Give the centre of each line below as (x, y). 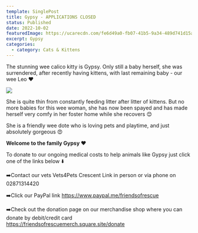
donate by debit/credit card (39, 218)
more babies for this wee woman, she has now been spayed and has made (97, 108)
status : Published (29, 22)
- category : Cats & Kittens (46, 50)
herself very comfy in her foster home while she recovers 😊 (79, 114)
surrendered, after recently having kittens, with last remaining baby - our (94, 73)
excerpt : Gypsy (25, 39)
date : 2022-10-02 (27, 28)
